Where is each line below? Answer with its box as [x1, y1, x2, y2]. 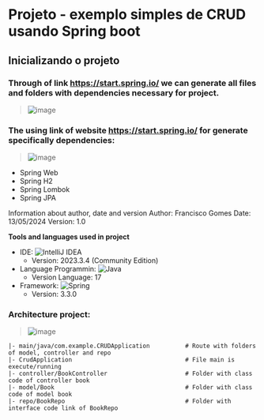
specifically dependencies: [8, 134, 115, 145]
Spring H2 [19, 176, 53, 186]
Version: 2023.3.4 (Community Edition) [31, 256, 159, 265]
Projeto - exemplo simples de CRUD [8, 6, 247, 24]
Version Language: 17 [31, 272, 102, 282]
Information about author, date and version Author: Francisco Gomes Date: [8, 208, 251, 218]
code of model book [8, 391, 73, 399]
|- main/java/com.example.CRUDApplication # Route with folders [8, 342, 257, 351]
